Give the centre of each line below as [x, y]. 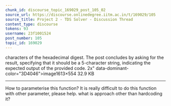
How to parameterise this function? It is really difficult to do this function [81, 88]
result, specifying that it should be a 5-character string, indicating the [78, 63]
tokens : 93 [17, 29]
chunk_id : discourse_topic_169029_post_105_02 [55, 10]
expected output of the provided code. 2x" [50, 68]
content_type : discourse [32, 24]
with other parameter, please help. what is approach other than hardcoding [84, 93]
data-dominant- [112, 68]
